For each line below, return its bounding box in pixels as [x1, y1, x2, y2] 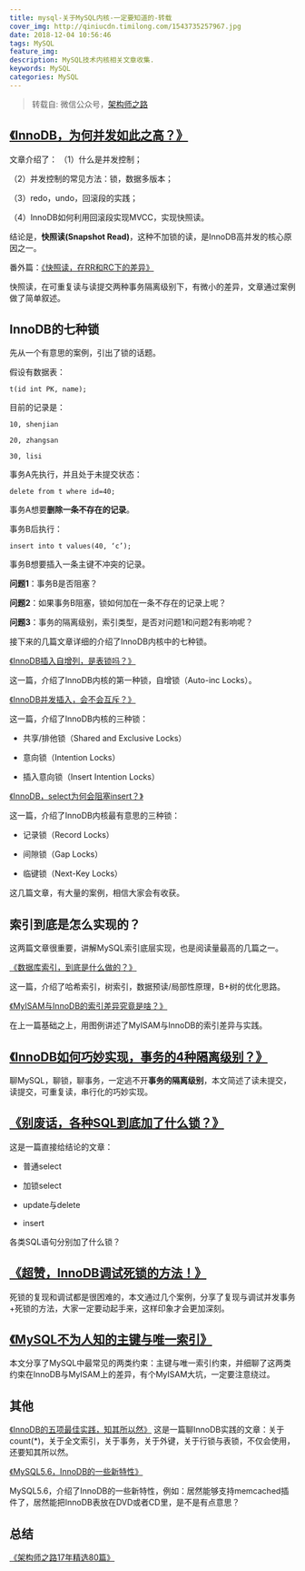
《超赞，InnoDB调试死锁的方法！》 [9, 1265, 207, 1281]
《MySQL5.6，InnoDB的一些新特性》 [9, 1466, 143, 1477]
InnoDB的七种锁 [9, 321, 100, 337]
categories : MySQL [9, 73, 79, 82]
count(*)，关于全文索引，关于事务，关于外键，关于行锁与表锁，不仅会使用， [9, 1435, 295, 1446]
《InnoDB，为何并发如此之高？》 [9, 128, 189, 144]
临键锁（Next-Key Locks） [22, 868, 123, 879]
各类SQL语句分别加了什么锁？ [9, 1236, 121, 1247]
